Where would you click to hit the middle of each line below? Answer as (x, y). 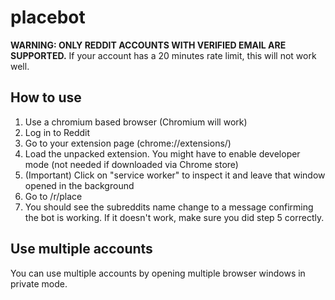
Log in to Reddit (57, 132)
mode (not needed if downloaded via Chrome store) (131, 164)
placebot (48, 17)
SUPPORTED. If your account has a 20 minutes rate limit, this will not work (163, 55)
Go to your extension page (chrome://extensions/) (128, 143)
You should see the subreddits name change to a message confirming (169, 207)
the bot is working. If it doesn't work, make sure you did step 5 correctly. (174, 217)
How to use (46, 97)
